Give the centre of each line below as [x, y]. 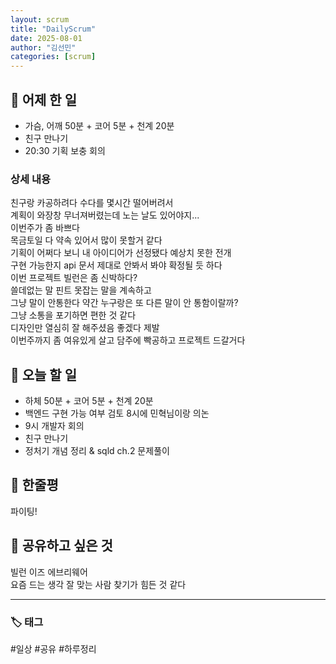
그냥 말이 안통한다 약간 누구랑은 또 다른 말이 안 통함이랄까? [124, 303]
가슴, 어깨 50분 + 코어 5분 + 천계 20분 [99, 125]
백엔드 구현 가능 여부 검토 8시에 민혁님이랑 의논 [117, 413]
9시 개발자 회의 [54, 426]
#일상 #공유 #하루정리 [53, 648]
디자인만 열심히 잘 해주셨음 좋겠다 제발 [85, 328]
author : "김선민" [43, 47]
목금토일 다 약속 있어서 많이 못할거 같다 [86, 240]
